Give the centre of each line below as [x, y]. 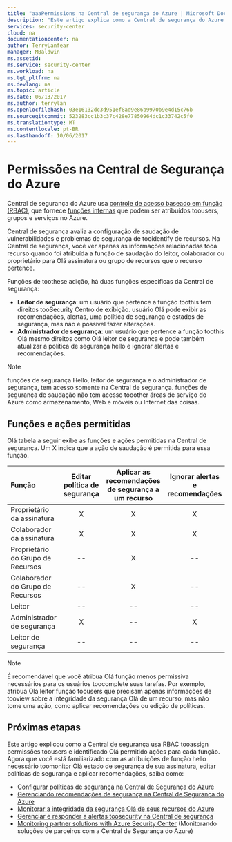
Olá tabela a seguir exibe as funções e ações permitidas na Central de [107, 440]
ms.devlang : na [29, 84]
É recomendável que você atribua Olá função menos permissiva [98, 676]
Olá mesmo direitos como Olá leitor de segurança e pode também [111, 339]
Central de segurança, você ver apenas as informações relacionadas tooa [112, 246]
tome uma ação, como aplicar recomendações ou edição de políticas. [106, 706]
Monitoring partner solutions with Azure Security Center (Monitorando [117, 823]
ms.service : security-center [49, 65]
